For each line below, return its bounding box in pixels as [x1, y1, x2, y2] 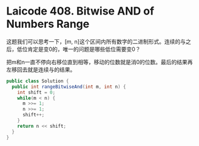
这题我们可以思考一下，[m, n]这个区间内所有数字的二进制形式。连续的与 [6, 38, 186, 45]
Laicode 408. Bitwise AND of [6, 4, 155, 18]
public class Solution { [6, 78, 69, 84]
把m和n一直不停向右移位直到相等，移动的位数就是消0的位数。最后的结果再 [6, 58, 193, 65]
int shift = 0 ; [17, 89, 56, 95]
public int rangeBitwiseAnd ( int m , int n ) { [12, 84, 126, 90]
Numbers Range [6, 17, 90, 31]
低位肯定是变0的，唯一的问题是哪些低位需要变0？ [16, 45, 141, 53]
